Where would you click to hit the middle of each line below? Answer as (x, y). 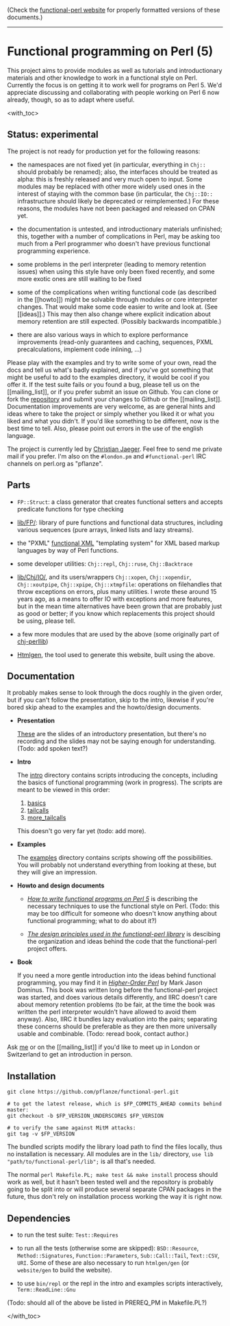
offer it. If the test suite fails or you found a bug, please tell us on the (103, 384)
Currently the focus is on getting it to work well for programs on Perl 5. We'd (115, 85)
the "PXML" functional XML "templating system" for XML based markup (118, 543)
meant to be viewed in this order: (64, 790)
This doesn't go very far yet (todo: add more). (81, 831)
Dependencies (39, 1218)
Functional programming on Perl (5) (110, 52)
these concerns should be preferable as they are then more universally (117, 1026)
